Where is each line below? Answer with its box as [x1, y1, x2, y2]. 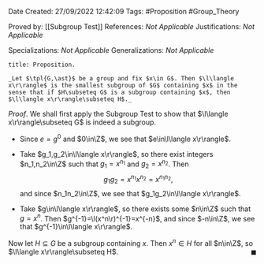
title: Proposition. [8, 61, 76, 69]
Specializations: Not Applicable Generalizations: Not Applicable [8, 46, 214, 54]
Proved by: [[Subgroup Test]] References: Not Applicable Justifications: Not [8, 22, 255, 31]
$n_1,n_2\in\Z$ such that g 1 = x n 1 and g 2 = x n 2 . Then [19, 158, 189, 170]
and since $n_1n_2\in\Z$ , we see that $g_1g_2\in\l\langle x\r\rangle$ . [19, 188, 242, 198]
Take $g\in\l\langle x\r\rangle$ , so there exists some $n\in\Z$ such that [19, 204, 251, 214]
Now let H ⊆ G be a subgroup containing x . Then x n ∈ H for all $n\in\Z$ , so [8, 237, 254, 247]
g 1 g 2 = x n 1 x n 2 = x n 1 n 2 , [103, 173, 173, 186]
